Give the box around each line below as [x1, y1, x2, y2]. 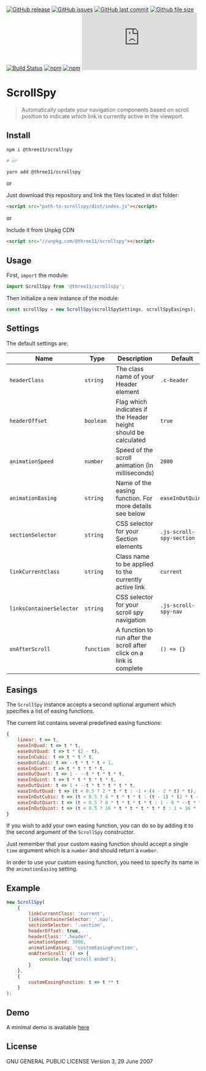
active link [115, 583, 145, 591]
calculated [115, 436, 146, 444]
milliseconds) [115, 469, 154, 477]
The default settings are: [6, 339, 69, 347]
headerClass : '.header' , [28, 933, 92, 940]
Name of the [115, 479, 152, 487]
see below [115, 509, 146, 518]
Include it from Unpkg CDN [6, 227, 75, 234]
